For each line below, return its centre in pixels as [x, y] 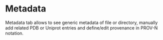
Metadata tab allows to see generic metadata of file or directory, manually [81, 22]
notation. [14, 33]
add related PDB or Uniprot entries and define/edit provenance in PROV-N [81, 27]
